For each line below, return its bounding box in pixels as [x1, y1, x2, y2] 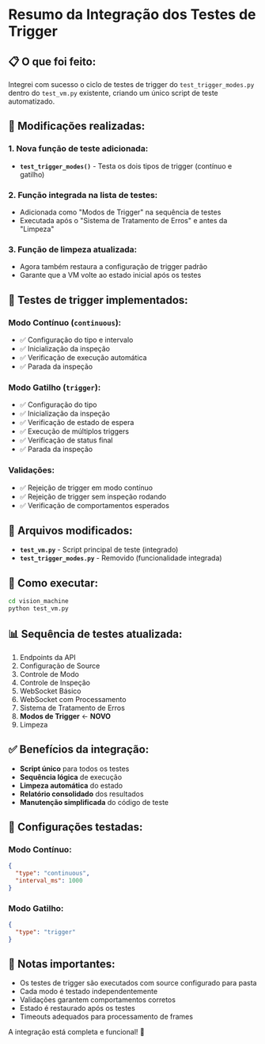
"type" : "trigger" [15, 928, 77, 936]
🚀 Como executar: [8, 576, 99, 590]
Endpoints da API [19, 652, 77, 662]
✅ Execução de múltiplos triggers [19, 427, 129, 436]
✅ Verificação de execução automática [19, 352, 148, 362]
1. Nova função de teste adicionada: [8, 143, 149, 154]
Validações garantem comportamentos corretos [19, 995, 176, 1004]
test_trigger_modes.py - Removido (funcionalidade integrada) [19, 553, 223, 563]
